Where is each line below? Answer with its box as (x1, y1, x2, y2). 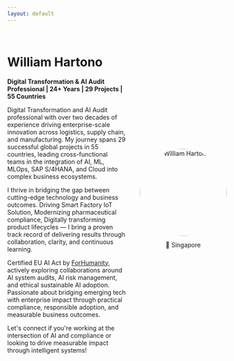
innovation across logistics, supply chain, (7, 128, 125, 136)
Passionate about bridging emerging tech (7, 288, 126, 296)
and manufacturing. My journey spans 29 (7, 135, 126, 144)
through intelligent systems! (7, 346, 87, 354)
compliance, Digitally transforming (7, 215, 106, 224)
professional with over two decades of (7, 113, 118, 121)
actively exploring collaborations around (7, 266, 123, 274)
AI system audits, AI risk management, (7, 273, 118, 282)
